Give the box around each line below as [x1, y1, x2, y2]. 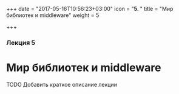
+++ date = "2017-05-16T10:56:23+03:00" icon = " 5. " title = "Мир [6, 5, 174, 12]
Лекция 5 [6, 38, 35, 47]
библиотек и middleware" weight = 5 [6, 12, 100, 19]
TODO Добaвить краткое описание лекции [6, 81, 117, 88]
